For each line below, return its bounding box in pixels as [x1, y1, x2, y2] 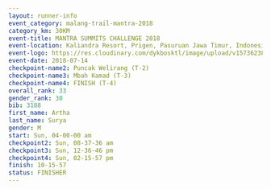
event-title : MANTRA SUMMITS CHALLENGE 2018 [8, 34, 161, 43]
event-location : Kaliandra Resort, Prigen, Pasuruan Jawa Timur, [8, 42, 232, 50]
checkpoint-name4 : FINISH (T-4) [8, 79, 117, 87]
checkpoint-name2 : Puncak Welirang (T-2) [8, 64, 150, 72]
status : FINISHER [8, 169, 67, 177]
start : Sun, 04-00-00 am [8, 131, 92, 139]
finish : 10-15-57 [8, 162, 67, 170]
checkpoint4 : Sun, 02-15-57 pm [8, 154, 114, 162]
